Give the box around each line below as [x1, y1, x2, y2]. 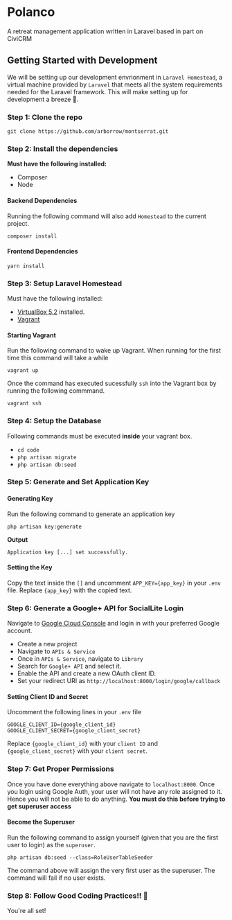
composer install [7, 233, 57, 240]
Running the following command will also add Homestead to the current [7, 212, 206, 220]
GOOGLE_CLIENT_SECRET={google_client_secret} [7, 727, 141, 734]
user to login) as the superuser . [7, 840, 96, 849]
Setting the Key [7, 563, 53, 572]
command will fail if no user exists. [7, 874, 106, 882]
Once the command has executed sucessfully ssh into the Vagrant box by [7, 379, 217, 388]
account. [7, 626, 33, 635]
